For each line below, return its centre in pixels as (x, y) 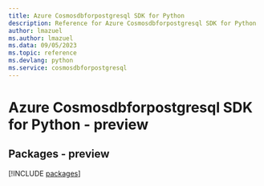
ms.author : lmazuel (41, 38)
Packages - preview (59, 154)
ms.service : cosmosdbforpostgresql (68, 68)
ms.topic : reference (43, 53)
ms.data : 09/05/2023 (43, 46)
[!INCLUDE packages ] (45, 173)
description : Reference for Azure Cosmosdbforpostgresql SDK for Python (132, 23)
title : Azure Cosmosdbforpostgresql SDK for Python (96, 16)
